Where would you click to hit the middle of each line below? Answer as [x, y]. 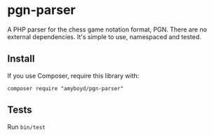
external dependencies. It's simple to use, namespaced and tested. [104, 36]
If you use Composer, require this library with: [73, 75]
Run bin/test [26, 127]
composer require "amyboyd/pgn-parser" [66, 88]
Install [21, 59]
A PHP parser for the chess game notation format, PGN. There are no [107, 29]
